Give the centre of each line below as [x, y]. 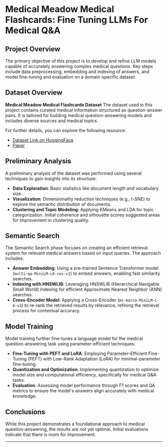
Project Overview [33, 49]
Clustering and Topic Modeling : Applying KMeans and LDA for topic [83, 209]
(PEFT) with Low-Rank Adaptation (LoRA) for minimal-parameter [94, 359]
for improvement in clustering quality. [51, 220]
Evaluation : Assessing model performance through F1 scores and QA [84, 385]
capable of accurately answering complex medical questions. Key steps [79, 66]
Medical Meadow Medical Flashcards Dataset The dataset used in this [79, 105]
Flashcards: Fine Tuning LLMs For [77, 20]
